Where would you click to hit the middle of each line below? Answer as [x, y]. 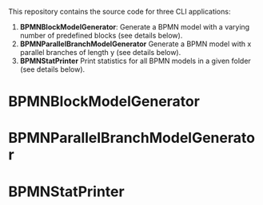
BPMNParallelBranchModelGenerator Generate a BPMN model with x [135, 44]
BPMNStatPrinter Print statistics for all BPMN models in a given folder [135, 61]
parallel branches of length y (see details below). [100, 52]
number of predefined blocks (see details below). [101, 35]
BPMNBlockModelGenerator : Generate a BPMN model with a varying [135, 27]
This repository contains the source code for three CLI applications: [120, 12]
